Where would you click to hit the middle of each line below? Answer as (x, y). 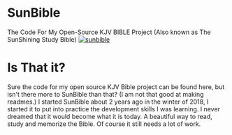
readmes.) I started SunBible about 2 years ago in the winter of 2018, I (108, 102)
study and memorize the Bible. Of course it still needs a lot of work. (104, 124)
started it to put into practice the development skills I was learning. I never (114, 109)
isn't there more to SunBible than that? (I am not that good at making (106, 94)
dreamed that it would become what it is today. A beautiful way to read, (110, 116)
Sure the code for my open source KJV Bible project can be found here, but (116, 87)
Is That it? (36, 68)
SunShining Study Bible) (42, 39)
